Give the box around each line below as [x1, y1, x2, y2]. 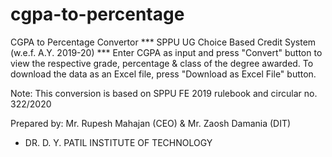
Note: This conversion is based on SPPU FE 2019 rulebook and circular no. [10, 87, 318, 99]
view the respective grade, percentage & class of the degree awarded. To [10, 57, 314, 69]
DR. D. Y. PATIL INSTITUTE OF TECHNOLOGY [24, 136, 213, 148]
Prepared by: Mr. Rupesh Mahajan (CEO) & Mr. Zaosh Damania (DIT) [10, 117, 292, 129]
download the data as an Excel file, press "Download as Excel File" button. [10, 68, 317, 80]
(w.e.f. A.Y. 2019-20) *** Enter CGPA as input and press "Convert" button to [10, 46, 323, 58]
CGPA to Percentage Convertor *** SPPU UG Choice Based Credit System [10, 36, 317, 48]
